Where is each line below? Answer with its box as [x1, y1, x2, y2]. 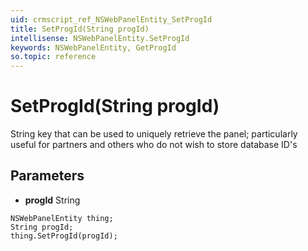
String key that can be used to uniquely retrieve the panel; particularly [10, 128, 298, 140]
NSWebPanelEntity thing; [10, 213, 114, 223]
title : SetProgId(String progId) [10, 24, 150, 34]
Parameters [10, 167, 85, 185]
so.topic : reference [10, 52, 97, 62]
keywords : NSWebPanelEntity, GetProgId [10, 42, 177, 53]
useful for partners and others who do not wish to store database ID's [10, 139, 298, 151]
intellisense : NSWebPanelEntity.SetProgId [10, 33, 190, 43]
